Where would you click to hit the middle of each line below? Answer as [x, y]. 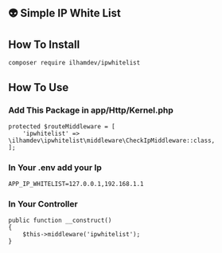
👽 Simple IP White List [65, 13]
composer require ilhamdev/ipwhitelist [74, 63]
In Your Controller [43, 204]
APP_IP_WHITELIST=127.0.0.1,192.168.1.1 [76, 184]
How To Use [39, 87]
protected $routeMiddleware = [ [62, 126]
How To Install [44, 44]
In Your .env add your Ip [55, 168]
